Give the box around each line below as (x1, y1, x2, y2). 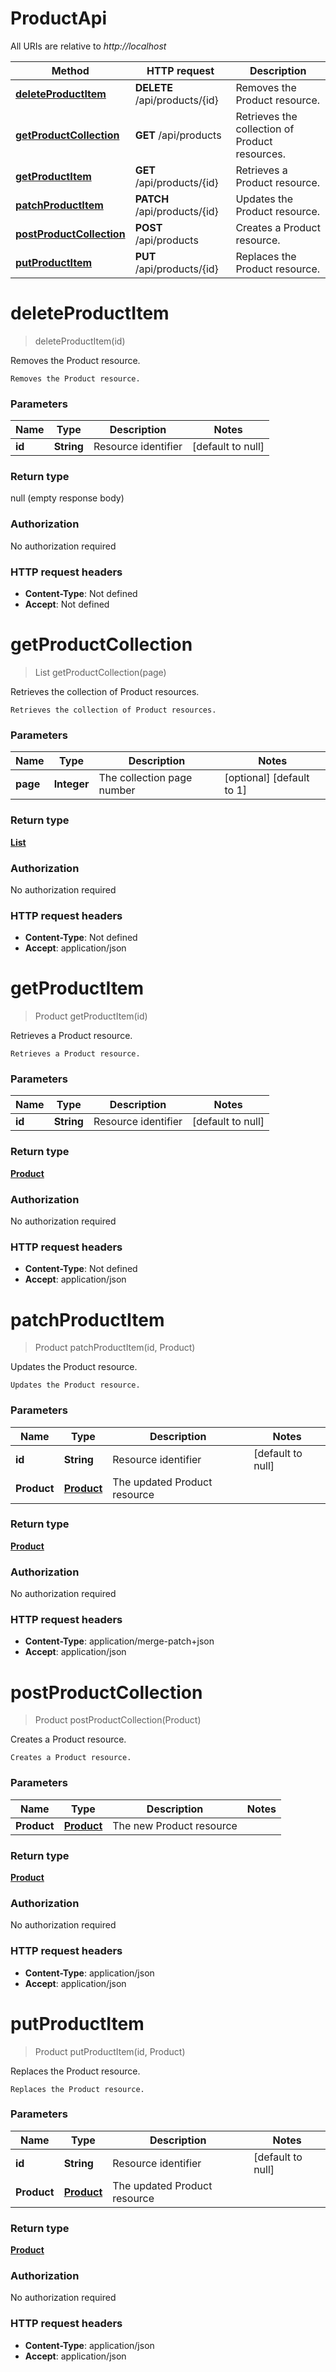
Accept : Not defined (24, 598, 110, 611)
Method (51, 63, 90, 77)
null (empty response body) (10, 492, 125, 504)
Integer (53, 777, 90, 791)
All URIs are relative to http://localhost (10, 40, 167, 52)
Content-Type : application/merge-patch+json (24, 1635, 215, 1647)
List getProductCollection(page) (34, 667, 167, 678)
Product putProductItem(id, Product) (34, 2045, 186, 2057)
